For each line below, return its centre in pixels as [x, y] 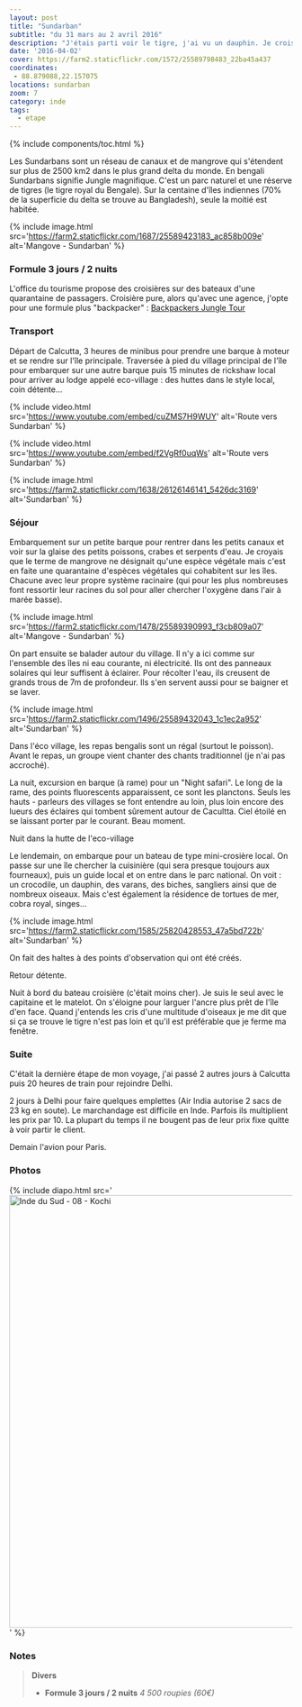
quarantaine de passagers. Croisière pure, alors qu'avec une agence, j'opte [149, 298]
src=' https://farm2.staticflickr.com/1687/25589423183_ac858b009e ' [137, 236]
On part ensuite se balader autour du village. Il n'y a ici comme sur [132, 653]
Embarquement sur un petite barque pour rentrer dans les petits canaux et [147, 543]
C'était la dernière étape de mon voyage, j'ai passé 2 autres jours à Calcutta [150, 1074]
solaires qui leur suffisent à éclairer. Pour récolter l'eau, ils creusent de [140, 673]
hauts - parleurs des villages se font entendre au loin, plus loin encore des [147, 802]
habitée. [24, 209]
